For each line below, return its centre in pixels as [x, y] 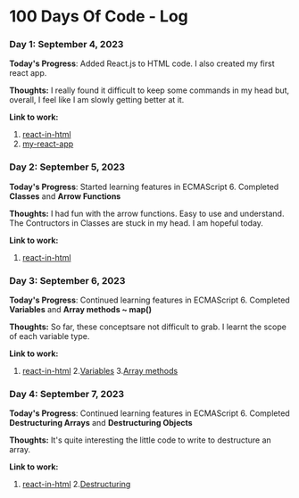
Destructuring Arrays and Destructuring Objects [101, 423]
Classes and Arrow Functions [65, 196]
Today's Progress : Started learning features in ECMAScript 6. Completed [144, 187]
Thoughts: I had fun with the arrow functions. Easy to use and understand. [147, 213]
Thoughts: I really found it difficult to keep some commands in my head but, [149, 90]
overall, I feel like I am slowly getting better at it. [97, 100]
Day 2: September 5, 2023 [67, 167]
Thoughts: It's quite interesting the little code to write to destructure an [141, 440]
